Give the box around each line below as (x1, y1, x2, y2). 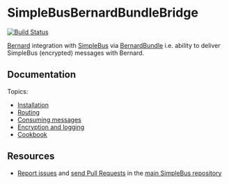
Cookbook (17, 130, 47, 138)
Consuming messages (17, 115, 82, 124)
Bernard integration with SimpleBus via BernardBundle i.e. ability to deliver (7, 41, 221, 49)
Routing (17, 108, 40, 116)
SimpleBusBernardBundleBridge (7, 5, 198, 21)
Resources (7, 151, 55, 162)
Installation (17, 101, 49, 109)
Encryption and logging (17, 123, 85, 131)
